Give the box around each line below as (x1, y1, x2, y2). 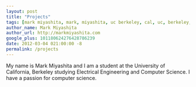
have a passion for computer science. (6, 74, 97, 81)
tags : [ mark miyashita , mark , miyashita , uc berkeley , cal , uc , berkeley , (6, 19, 192, 25)
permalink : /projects (6, 46, 59, 52)
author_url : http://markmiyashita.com (6, 30, 100, 36)
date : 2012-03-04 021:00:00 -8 (6, 41, 82, 47)
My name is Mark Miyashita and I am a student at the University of (6, 62, 165, 69)
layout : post (6, 8, 38, 14)
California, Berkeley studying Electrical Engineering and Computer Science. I (6, 68, 190, 75)
